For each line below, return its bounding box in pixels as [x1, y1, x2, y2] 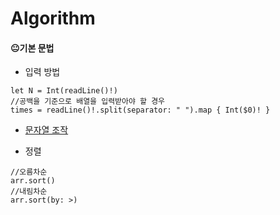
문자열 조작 [24, 124, 69, 136]
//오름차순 [10, 167, 48, 177]
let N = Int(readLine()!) [10, 86, 118, 96]
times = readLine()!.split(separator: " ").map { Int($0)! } [10, 105, 271, 116]
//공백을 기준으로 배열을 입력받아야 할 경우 [10, 97, 166, 107]
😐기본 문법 [10, 42, 55, 54]
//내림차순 [10, 187, 48, 197]
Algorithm [10, 7, 96, 30]
